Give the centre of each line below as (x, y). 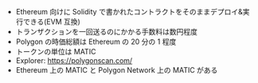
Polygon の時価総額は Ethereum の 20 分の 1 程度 (96, 41)
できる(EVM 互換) (52, 22)
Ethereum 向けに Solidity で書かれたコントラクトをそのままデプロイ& (129, 12)
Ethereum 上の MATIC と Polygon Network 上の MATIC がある (117, 70)
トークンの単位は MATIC (56, 51)
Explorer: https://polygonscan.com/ (74, 61)
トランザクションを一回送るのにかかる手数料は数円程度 (106, 32)
